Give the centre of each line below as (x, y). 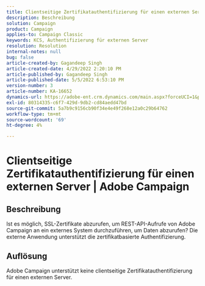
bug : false (20, 57)
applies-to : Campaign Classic (45, 35)
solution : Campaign (31, 23)
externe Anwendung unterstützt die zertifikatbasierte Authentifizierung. (96, 237)
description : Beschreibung (41, 18)
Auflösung (27, 256)
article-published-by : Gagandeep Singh (57, 74)
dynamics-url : (24, 97)
